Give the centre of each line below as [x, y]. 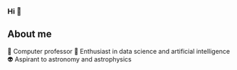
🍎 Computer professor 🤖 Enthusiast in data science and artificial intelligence [119, 51]
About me [30, 34]
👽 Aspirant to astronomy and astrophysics [69, 59]
